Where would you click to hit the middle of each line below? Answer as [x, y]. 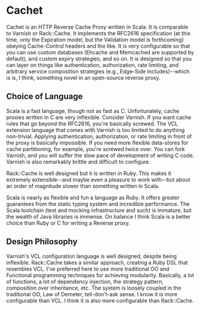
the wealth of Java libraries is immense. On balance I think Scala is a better [99, 216]
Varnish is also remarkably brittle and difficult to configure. [78, 161]
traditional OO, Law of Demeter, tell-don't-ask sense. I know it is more [92, 294]
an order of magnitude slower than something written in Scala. [83, 186]
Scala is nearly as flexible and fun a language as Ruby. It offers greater [93, 197]
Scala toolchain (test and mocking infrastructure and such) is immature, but [99, 210]
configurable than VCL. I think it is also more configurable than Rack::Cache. [100, 300]
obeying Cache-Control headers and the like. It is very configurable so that [98, 46]
